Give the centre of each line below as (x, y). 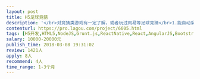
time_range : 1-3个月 (31, 67)
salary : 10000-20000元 (34, 39)
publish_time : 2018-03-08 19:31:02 (50, 45)
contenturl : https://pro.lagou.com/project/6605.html (74, 28)
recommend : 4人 (24, 61)
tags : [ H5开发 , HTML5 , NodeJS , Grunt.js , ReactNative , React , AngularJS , (91, 34)
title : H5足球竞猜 (27, 17)
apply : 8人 (19, 56)
